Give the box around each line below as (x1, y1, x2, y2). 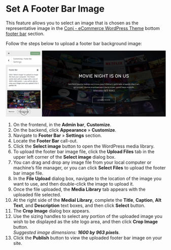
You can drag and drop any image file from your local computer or (13, 159, 152, 165)
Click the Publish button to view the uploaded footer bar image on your (13, 235, 162, 241)
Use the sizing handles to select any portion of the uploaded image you (13, 213, 163, 220)
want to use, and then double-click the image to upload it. (13, 181, 134, 187)
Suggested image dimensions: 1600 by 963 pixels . (13, 229, 120, 236)
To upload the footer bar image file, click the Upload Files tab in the (13, 149, 155, 155)
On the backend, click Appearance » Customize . (13, 127, 116, 133)
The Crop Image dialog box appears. (13, 208, 90, 214)
